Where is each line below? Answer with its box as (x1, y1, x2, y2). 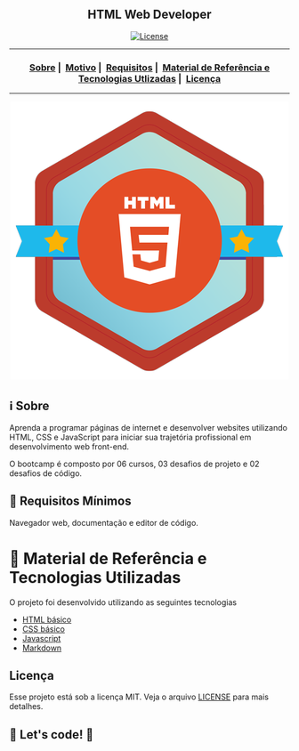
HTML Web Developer (87, 7, 212, 22)
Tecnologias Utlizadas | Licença (78, 72, 221, 85)
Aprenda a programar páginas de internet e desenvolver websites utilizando (9, 422, 287, 432)
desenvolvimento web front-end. (9, 440, 130, 452)
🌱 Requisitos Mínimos (9, 494, 132, 509)
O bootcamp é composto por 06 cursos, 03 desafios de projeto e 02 (9, 458, 260, 469)
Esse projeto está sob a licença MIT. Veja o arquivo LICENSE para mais (9, 691, 270, 702)
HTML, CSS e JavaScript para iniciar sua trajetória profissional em (9, 432, 252, 442)
